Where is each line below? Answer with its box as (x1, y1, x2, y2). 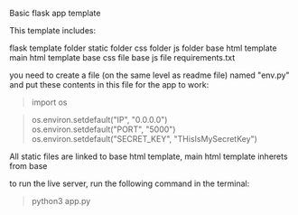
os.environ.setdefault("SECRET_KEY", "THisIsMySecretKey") (31, 134, 257, 144)
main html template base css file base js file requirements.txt (9, 52, 236, 62)
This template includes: (9, 25, 97, 35)
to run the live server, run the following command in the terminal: (9, 178, 250, 189)
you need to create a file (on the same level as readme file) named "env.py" (9, 70, 291, 80)
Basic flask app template (9, 8, 101, 18)
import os (31, 97, 68, 107)
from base (9, 161, 48, 171)
